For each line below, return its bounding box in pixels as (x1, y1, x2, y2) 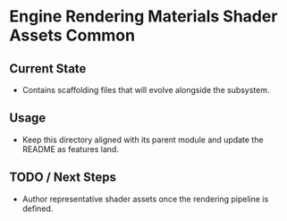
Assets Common (9, 25, 136, 46)
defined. (21, 203, 54, 214)
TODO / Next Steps (9, 170, 116, 185)
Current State (9, 61, 87, 76)
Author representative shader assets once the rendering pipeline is (21, 193, 269, 204)
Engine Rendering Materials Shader (9, 6, 278, 27)
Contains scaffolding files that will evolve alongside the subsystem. (21, 85, 270, 95)
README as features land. (21, 143, 119, 154)
